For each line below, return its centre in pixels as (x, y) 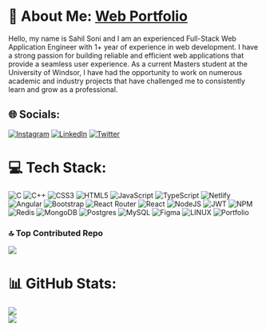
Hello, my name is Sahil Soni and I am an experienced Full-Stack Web (123, 38)
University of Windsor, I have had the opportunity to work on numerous (125, 72)
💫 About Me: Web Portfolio (98, 16)
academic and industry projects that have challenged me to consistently (127, 81)
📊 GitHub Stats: (63, 284)
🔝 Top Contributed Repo (56, 233)
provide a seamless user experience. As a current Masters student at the (128, 64)
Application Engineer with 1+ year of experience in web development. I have (133, 46)
